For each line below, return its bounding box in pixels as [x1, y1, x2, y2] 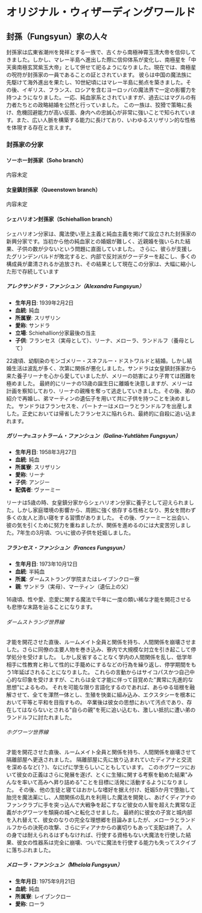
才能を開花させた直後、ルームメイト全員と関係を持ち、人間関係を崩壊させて [6, 748, 197, 756]
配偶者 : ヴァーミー [14, 486, 61, 493]
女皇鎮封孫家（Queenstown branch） [6, 186, 101, 193]
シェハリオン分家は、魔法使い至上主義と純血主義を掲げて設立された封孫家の [6, 230, 197, 237]
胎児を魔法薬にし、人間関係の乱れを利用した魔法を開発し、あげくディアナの [6, 794, 196, 801]
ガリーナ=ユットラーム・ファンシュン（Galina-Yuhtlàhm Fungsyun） [6, 432, 181, 440]
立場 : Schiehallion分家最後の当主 [14, 329, 96, 336]
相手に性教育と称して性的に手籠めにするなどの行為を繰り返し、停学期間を [6, 661, 191, 668]
